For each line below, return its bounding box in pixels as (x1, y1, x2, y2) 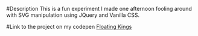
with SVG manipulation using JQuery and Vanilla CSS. (6, 11, 140, 19)
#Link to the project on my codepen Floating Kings (6, 23, 132, 30)
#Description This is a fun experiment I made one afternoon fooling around (6, 5, 192, 12)
